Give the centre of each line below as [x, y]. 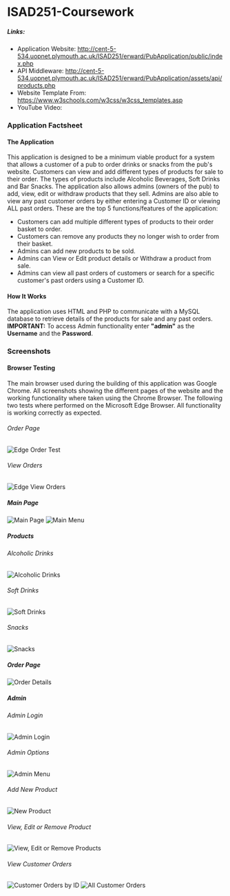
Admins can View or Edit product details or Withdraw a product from [114, 259]
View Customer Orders [40, 864]
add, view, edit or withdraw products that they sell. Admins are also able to [113, 194]
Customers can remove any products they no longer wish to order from [118, 237]
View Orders [25, 466]
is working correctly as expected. [54, 412]
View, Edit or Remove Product [49, 827]
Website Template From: [52, 93]
